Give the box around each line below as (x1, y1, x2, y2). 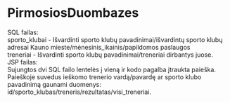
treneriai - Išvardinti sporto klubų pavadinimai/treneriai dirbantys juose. (7, 50, 213, 59)
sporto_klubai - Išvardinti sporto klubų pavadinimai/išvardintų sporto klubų (7, 35, 223, 43)
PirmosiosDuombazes (7, 5, 139, 21)
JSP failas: (7, 57, 38, 66)
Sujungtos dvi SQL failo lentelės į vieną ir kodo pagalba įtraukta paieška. (7, 65, 217, 74)
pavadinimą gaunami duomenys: (7, 80, 102, 88)
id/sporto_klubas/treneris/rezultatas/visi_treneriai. (7, 88, 152, 96)
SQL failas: (7, 28, 39, 36)
